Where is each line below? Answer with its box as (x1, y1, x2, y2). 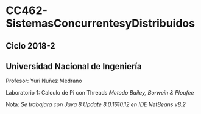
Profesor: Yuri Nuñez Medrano (5, 77, 83, 85)
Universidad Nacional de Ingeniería (5, 61, 142, 72)
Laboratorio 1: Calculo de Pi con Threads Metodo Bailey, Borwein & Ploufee (5, 89, 194, 96)
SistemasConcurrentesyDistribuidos (5, 16, 196, 30)
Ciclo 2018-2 (5, 41, 55, 51)
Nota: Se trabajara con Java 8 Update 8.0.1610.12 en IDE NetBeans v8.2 (5, 101, 186, 108)
